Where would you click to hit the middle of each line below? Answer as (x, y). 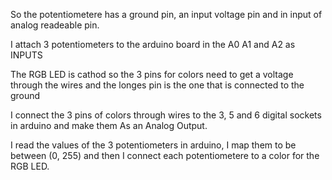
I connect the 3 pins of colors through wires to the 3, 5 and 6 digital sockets (166, 115)
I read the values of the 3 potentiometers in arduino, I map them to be (153, 145)
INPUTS (26, 55)
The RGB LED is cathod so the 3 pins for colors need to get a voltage (152, 74)
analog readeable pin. (55, 25)
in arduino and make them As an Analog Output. (109, 125)
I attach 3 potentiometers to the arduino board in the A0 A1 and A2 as (153, 44)
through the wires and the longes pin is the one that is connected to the (157, 85)
